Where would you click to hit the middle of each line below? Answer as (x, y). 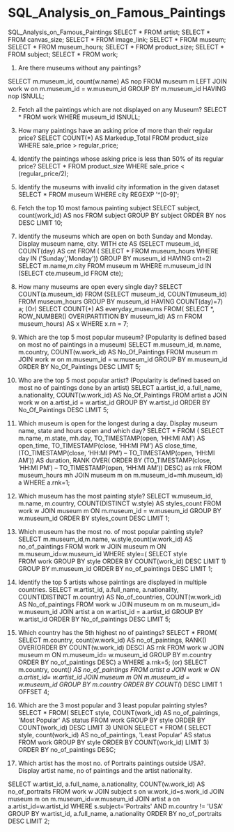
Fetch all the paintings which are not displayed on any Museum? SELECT (122, 109)
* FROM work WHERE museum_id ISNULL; (79, 117)
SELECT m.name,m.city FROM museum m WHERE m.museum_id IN (115, 265)
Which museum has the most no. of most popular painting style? (110, 531)
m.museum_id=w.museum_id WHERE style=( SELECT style (102, 554)
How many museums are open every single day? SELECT (100, 286)
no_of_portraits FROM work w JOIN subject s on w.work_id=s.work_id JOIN (116, 791)
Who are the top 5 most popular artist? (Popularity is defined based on (119, 380)
